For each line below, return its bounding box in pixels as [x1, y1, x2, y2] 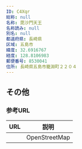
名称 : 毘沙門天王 [6, 20, 42, 25]
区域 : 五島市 [6, 42, 33, 48]
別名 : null [6, 31, 31, 37]
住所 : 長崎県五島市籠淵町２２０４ [6, 63, 77, 70]
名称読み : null [6, 25, 40, 31]
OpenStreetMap [26, 134, 70, 142]
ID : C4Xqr [6, 8, 30, 15]
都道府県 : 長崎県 [6, 36, 42, 42]
